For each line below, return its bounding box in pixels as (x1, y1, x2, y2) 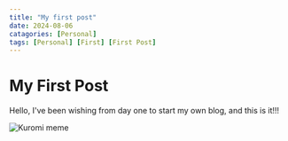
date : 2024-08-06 (9, 21, 74, 30)
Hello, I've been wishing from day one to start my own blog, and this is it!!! (9, 106, 280, 116)
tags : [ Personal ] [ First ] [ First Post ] (9, 37, 157, 47)
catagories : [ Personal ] (9, 29, 97, 38)
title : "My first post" (9, 12, 97, 22)
